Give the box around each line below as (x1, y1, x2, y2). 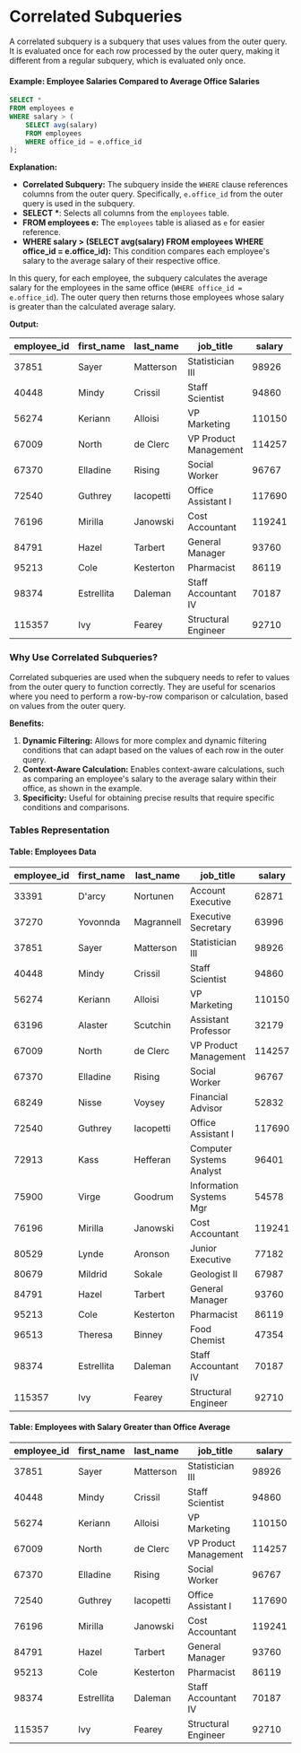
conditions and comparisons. (21, 801, 130, 813)
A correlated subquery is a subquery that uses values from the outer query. (9, 36, 288, 47)
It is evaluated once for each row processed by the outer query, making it (9, 45, 280, 56)
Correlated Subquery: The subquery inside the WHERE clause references (21, 179, 288, 190)
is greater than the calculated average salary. (9, 301, 176, 312)
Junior (189, 1242, 218, 1254)
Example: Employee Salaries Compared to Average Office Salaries (9, 75, 260, 86)
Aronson (133, 1247, 170, 1260)
